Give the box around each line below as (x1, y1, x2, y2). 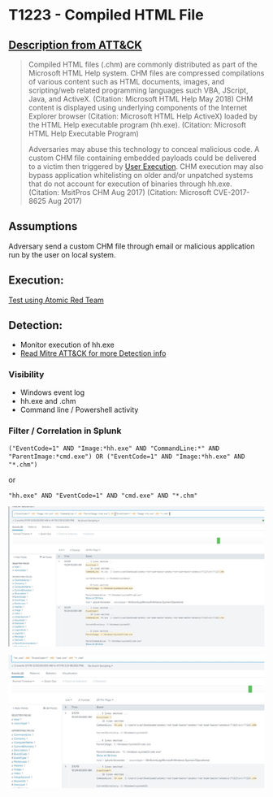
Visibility (8, 369, 45, 380)
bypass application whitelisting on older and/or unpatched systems (28, 171, 253, 180)
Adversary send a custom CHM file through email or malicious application (8, 241, 255, 251)
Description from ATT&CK (8, 38, 142, 52)
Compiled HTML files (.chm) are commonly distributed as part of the (28, 59, 258, 69)
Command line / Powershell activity (19, 405, 139, 414)
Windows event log (19, 388, 85, 397)
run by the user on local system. (8, 249, 116, 259)
